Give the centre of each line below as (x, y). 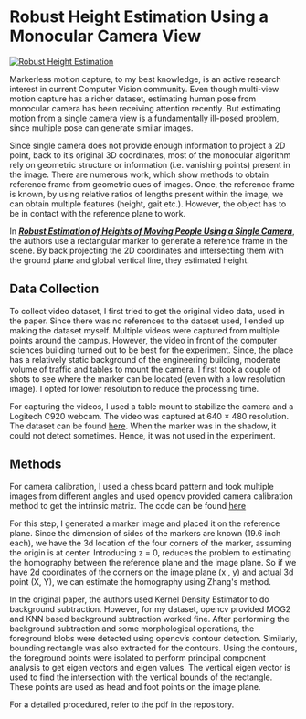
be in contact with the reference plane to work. (98, 213)
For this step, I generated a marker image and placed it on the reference (145, 523)
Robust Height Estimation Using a (139, 17)
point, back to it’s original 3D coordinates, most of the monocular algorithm (150, 155)
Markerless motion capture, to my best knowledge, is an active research (145, 79)
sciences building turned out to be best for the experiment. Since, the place (152, 350)
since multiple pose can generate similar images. (101, 127)
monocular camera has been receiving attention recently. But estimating (145, 108)
